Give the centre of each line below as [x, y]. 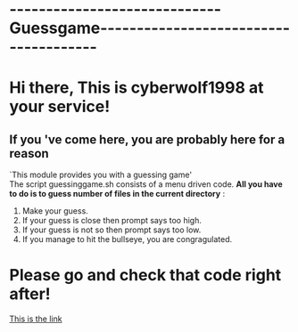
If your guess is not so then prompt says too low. [112, 230]
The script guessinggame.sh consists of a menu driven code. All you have [146, 184]
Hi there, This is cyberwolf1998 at [137, 88]
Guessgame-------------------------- [150, 28]
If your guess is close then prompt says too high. [112, 221]
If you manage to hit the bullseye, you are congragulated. [127, 239]
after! [30, 294]
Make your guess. [55, 211]
